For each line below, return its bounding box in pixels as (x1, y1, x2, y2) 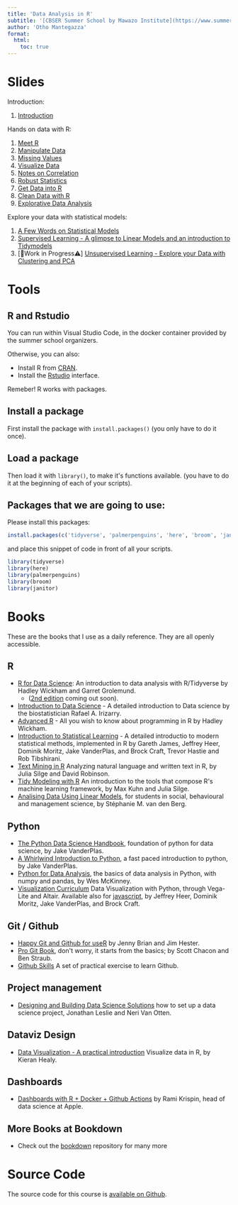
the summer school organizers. (7, 336, 98, 344)
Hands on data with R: (7, 125, 72, 133)
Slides (7, 74, 45, 90)
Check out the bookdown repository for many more (17, 1142, 168, 1150)
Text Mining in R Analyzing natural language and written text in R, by (17, 762, 217, 771)
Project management (7, 982, 102, 994)
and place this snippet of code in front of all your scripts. (7, 544, 173, 554)
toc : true (20, 43, 50, 50)
